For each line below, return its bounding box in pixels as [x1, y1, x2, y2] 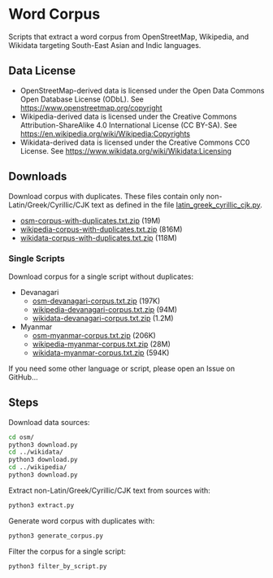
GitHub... [8, 372, 38, 382]
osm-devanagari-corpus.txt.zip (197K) [32, 296, 161, 306]
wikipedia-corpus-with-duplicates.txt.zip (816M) [19, 224, 183, 234]
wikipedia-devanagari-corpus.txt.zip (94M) [32, 304, 177, 314]
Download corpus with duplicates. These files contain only [8, 191, 205, 201]
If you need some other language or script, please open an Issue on [8, 363, 236, 373]
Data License [8, 64, 76, 78]
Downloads [8, 170, 67, 184]
